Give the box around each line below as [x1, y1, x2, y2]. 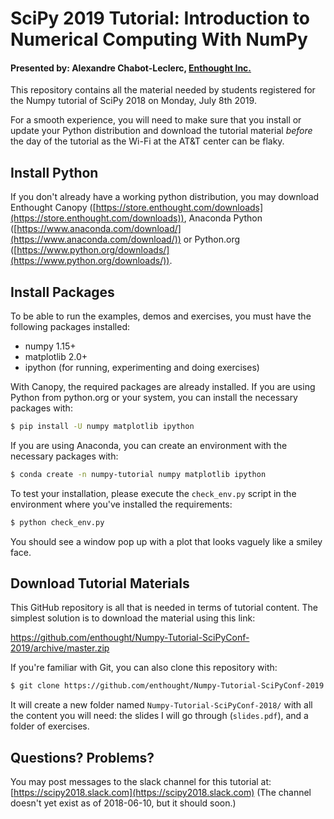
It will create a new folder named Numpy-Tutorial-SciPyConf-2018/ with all [10, 699, 313, 711]
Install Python [10, 164, 99, 181]
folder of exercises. [10, 720, 90, 732]
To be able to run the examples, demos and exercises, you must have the [10, 310, 312, 322]
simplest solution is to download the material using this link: [10, 612, 256, 624]
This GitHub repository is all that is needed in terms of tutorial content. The [10, 602, 318, 614]
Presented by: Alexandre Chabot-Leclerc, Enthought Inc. [10, 62, 252, 74]
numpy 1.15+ [24, 340, 77, 352]
